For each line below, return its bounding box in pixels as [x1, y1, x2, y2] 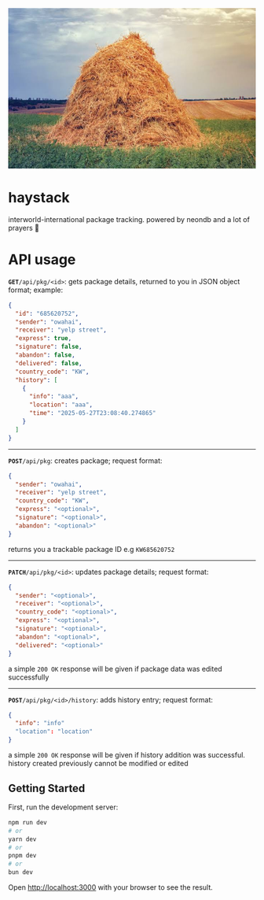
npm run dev [8, 818, 47, 826]
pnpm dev [8, 852, 37, 860]
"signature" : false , [15, 343, 82, 351]
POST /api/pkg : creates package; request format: [8, 456, 163, 465]
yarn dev [8, 835, 37, 843]
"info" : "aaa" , [28, 393, 79, 401]
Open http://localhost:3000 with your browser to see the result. [8, 883, 214, 892]
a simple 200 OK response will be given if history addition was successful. [8, 750, 246, 760]
